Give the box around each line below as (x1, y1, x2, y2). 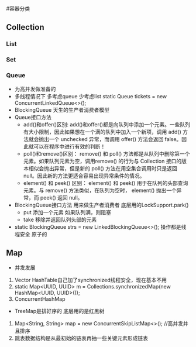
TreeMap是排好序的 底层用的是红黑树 (14, 308, 105, 315)
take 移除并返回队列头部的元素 (23, 216, 97, 223)
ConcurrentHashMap (14, 296, 66, 303)
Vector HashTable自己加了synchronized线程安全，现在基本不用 (14, 277, 167, 284)
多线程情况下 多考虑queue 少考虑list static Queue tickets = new (14, 92, 167, 99)
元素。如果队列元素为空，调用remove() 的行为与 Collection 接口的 (23, 157, 182, 164)
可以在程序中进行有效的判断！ (33, 143, 106, 150)
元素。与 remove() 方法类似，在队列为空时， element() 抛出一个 (23, 187, 177, 194)
